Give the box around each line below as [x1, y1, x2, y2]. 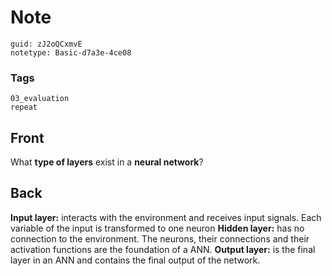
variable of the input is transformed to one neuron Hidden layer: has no [10, 222, 305, 234]
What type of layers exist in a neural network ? [10, 156, 204, 168]
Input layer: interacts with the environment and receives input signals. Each [10, 211, 322, 223]
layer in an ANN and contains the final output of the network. [10, 254, 261, 266]
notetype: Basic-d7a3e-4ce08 [10, 47, 132, 58]
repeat [10, 102, 38, 113]
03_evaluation [10, 94, 70, 104]
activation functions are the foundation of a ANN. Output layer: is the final [10, 243, 316, 255]
